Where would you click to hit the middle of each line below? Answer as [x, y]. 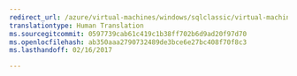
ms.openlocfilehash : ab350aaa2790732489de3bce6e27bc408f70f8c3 [128, 42]
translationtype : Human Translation [76, 26]
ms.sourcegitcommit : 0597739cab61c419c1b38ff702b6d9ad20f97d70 [128, 34]
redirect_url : [35, 17]
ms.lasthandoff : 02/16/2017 [61, 50]
